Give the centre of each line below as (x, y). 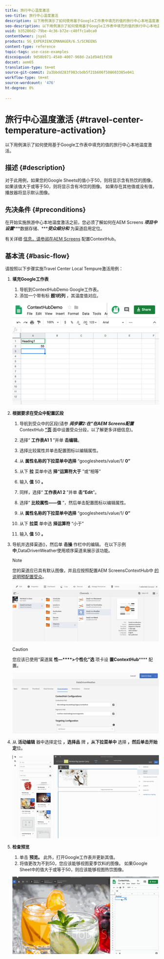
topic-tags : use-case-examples (37, 52)
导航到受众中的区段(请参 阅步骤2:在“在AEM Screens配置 (77, 424)
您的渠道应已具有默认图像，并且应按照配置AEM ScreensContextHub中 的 (85, 570)
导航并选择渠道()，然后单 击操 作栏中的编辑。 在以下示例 (69, 544)
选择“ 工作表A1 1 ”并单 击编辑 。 (51, 440)
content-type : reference (30, 47)
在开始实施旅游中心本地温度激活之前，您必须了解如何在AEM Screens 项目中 (81, 222)
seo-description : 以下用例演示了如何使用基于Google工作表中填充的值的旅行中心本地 (81, 26)
